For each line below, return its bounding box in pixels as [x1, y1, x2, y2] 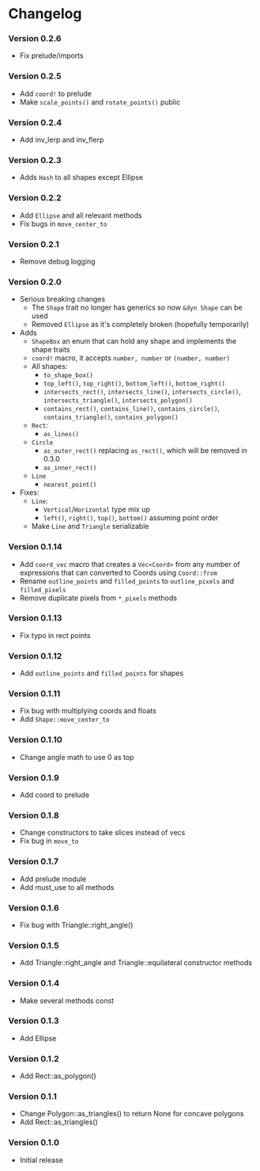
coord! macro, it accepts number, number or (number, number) [31, 353, 231, 363]
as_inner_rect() [43, 464, 97, 472]
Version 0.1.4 [8, 978, 60, 989]
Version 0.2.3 [8, 155, 62, 165]
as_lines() [43, 431, 79, 439]
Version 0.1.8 [8, 809, 59, 820]
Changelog [8, 5, 82, 23]
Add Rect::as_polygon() [19, 1071, 96, 1081]
